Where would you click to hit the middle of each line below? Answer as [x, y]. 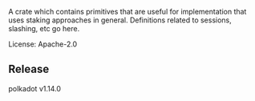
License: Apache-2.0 [43, 44]
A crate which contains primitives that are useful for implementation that [127, 12]
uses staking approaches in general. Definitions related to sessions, [120, 20]
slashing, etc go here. [44, 28]
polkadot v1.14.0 [35, 88]
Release [29, 69]
